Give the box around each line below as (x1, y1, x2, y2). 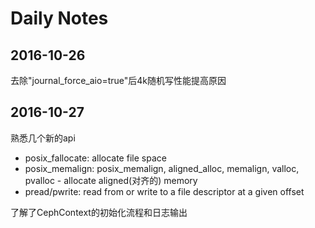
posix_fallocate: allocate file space (24, 152, 167, 164)
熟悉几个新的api (10, 132, 76, 144)
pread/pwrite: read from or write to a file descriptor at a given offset (24, 185, 305, 197)
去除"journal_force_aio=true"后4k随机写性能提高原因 (10, 75, 227, 86)
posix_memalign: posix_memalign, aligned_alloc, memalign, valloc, (24, 162, 300, 174)
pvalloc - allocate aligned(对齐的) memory (24, 174, 198, 186)
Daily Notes (10, 7, 109, 30)
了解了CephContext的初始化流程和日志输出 (10, 206, 188, 218)
